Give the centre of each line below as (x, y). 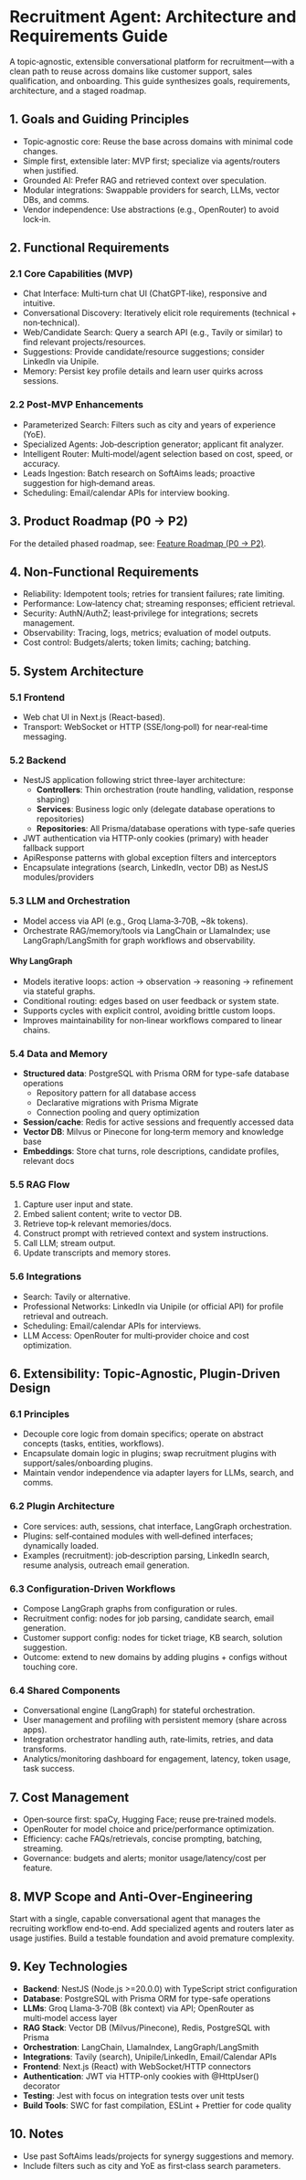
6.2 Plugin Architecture (62, 1507)
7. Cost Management (69, 1797)
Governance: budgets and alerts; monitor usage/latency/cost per (144, 1858)
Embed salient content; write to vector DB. (102, 1214)
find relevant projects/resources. (84, 342)
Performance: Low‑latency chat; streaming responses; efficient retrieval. (159, 604)
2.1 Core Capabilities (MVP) (72, 274)
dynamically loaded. (60, 1545)
